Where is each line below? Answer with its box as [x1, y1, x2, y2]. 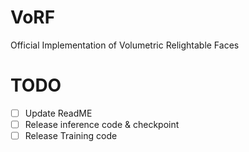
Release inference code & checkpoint [24, 118, 180, 130]
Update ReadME [24, 107, 93, 119]
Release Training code [24, 130, 118, 141]
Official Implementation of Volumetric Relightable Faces [10, 39, 240, 51]
